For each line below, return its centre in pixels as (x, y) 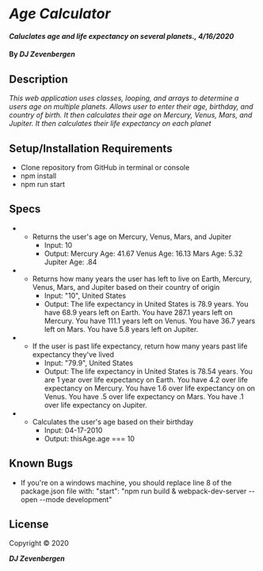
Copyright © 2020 (39, 543)
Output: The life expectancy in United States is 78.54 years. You (148, 371)
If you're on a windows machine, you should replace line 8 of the (126, 482)
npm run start (43, 184)
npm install (38, 176)
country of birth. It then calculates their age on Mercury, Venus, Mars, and (131, 115)
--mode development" (76, 499)
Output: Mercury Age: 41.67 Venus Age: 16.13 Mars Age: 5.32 (143, 253)
